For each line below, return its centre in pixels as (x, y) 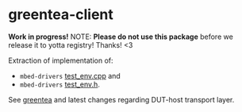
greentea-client (61, 15)
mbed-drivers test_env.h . (60, 84)
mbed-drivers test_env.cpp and (70, 75)
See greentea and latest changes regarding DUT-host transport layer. (121, 99)
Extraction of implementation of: (61, 60)
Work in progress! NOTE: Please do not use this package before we (121, 37)
